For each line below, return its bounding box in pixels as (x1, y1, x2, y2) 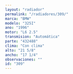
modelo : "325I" (5, 20, 36, 26)
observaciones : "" (5, 57, 42, 62)
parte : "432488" (5, 39, 38, 44)
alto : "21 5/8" (5, 48, 36, 53)
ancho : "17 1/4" (5, 52, 38, 57)
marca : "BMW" (5, 16, 32, 21)
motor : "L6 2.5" (5, 30, 38, 35)
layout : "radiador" (5, 7, 45, 12)
